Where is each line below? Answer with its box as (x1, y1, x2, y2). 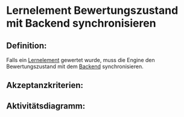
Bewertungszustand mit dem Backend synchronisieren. (6, 63, 144, 70)
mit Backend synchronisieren (6, 16, 156, 30)
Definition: (6, 40, 47, 51)
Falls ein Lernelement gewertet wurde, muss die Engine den (6, 57, 155, 63)
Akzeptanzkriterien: (6, 80, 83, 90)
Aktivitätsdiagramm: (6, 101, 86, 111)
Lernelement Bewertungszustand (6, 4, 179, 17)
